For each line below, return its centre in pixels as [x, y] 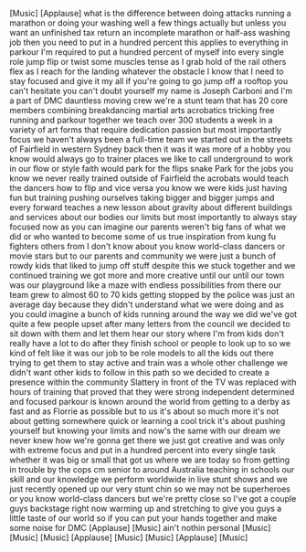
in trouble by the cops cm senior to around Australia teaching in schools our [152, 469]
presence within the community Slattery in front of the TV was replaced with [153, 382]
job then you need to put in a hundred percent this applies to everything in [149, 42]
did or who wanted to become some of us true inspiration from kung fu [143, 236]
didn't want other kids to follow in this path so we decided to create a [139, 372]
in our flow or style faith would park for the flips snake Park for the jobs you [152, 169]
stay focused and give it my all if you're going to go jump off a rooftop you [149, 81]
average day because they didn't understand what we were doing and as [147, 304]
